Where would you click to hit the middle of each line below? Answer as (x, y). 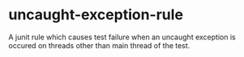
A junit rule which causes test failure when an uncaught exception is (122, 37)
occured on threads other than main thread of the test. (99, 45)
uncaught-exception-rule (96, 15)
